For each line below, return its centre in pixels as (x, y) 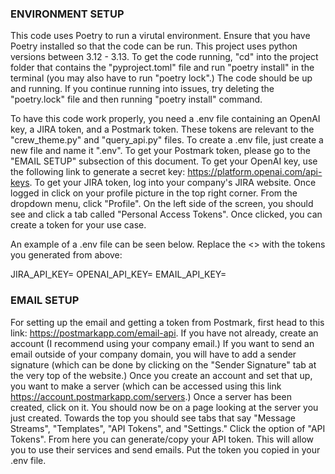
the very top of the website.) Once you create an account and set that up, (161, 375)
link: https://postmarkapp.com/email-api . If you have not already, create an (164, 333)
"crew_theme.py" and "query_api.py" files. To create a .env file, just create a (167, 140)
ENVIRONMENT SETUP (67, 14)
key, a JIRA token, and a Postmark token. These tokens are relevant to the (162, 129)
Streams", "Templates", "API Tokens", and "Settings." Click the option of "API (168, 428)
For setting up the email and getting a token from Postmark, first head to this (167, 322)
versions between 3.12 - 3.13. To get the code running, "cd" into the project (164, 57)
